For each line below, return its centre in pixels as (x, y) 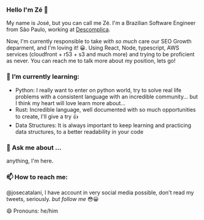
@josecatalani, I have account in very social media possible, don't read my (100, 193)
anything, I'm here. (30, 161)
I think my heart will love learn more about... (70, 103)
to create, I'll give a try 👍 (47, 116)
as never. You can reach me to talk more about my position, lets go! (91, 61)
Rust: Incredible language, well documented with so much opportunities (105, 109)
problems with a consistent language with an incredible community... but (107, 97)
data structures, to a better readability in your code (79, 131)
